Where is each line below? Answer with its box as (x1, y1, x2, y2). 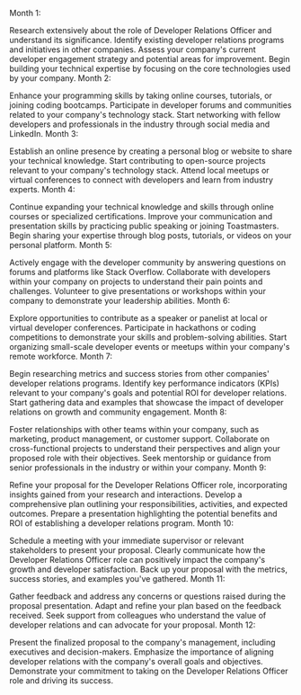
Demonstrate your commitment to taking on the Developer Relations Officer (9, 665, 289, 676)
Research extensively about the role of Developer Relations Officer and (9, 25, 272, 35)
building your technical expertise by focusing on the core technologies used (9, 63, 291, 74)
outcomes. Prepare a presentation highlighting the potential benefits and (9, 508, 278, 519)
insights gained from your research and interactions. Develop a (9, 489, 243, 500)
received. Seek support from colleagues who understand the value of (9, 610, 267, 620)
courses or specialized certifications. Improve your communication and (9, 211, 273, 221)
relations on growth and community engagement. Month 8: (9, 406, 227, 417)
